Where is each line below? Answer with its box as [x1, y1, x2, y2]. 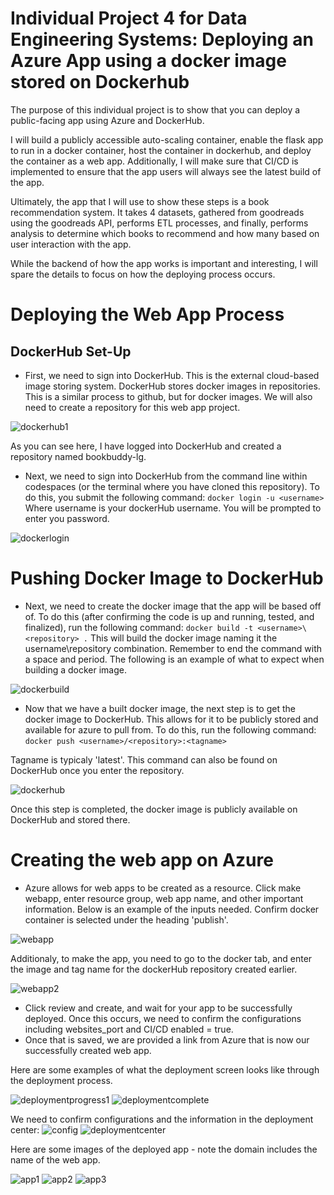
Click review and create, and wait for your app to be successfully [24, 1002, 293, 1014]
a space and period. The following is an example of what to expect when [24, 653, 325, 665]
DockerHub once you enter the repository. [10, 764, 185, 776]
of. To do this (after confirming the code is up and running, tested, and [24, 610, 315, 622]
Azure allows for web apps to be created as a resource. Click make [24, 882, 302, 894]
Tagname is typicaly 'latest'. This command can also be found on [10, 753, 278, 766]
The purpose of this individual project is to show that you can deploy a [10, 103, 301, 116]
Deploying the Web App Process [10, 303, 285, 326]
